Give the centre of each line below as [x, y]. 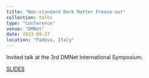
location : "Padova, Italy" [40, 40]
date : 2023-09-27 [28, 34]
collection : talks [29, 18]
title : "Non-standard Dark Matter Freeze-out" [66, 12]
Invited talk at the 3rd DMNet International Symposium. [75, 57]
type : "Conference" [31, 23]
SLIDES [16, 69]
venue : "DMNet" [25, 29]
